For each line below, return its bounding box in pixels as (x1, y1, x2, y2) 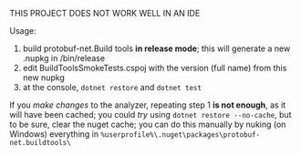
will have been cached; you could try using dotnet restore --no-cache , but (9, 109, 292, 120)
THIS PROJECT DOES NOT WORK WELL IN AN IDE (9, 8, 201, 18)
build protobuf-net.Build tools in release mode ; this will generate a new (22, 43, 291, 54)
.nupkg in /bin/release (22, 53, 106, 63)
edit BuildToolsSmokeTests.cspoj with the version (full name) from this (22, 63, 287, 73)
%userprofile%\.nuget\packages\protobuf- (99, 130, 261, 140)
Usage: (9, 26, 36, 36)
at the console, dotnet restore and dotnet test (22, 82, 202, 92)
